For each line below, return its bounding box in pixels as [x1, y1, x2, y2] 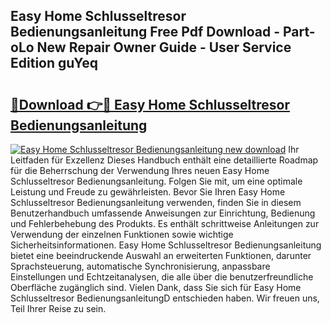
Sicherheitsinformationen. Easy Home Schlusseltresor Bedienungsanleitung [10, 239, 322, 251]
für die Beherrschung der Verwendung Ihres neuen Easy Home [10, 165, 270, 176]
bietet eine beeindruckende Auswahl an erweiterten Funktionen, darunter [10, 250, 312, 261]
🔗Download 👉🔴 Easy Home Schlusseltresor [10, 96, 290, 113]
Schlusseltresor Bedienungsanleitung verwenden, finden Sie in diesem [10, 197, 302, 208]
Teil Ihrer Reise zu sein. [10, 303, 107, 314]
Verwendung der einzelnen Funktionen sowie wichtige [10, 229, 234, 240]
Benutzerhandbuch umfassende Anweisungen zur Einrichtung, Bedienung [10, 207, 316, 219]
